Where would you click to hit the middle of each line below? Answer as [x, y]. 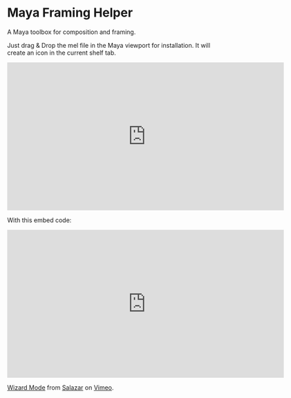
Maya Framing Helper [70, 13]
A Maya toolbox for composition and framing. [72, 32]
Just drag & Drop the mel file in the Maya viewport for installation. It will [109, 45]
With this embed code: [39, 220]
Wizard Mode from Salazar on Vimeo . [60, 387]
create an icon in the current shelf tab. [62, 53]
